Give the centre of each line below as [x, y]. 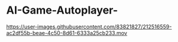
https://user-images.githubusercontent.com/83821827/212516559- [89, 27]
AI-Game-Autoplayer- [62, 10]
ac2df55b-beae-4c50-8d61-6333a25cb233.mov [67, 33]
